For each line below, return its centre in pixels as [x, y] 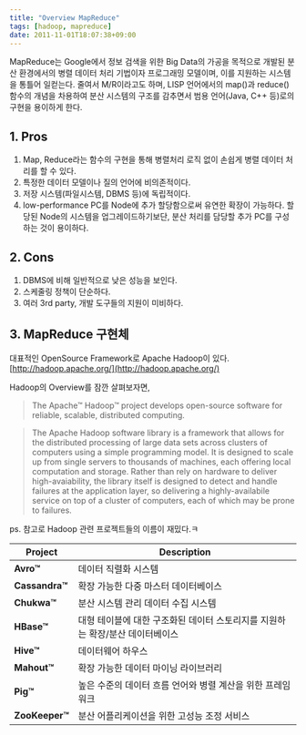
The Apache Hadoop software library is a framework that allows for [158, 433]
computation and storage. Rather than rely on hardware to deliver [154, 471]
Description [185, 552]
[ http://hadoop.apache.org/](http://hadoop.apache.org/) [115, 368]
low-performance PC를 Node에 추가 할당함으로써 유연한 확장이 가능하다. [153, 205]
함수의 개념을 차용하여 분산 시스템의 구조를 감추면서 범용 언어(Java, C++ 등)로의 [152, 96]
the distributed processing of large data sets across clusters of [150, 442]
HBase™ [31, 627]
